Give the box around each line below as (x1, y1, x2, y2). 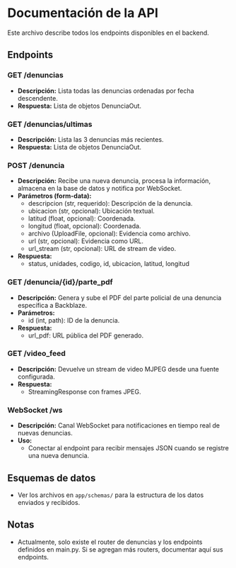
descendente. (17, 94, 58, 102)
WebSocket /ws (7, 405, 63, 415)
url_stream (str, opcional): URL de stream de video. (28, 245, 177, 253)
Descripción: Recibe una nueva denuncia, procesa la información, (17, 177, 211, 185)
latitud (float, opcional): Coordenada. (28, 214, 136, 223)
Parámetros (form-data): (17, 191, 92, 200)
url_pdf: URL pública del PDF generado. (28, 331, 143, 340)
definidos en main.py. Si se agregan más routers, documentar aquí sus (17, 545, 224, 554)
